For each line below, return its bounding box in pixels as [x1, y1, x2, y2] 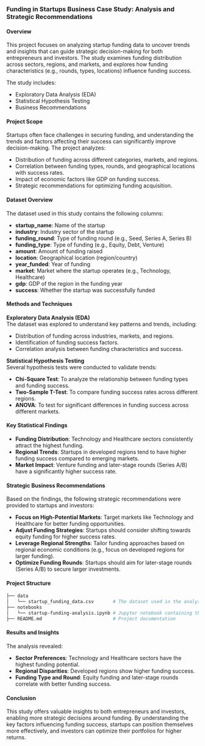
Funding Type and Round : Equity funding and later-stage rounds [15, 673, 179, 681]
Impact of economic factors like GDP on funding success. [15, 176, 160, 183]
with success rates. [15, 169, 65, 176]
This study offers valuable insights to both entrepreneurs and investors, [6, 708, 186, 715]
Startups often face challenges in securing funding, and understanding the [6, 131, 194, 139]
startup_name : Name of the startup [15, 222, 106, 229]
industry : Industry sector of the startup [15, 228, 115, 235]
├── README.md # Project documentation [6, 615, 176, 621]
